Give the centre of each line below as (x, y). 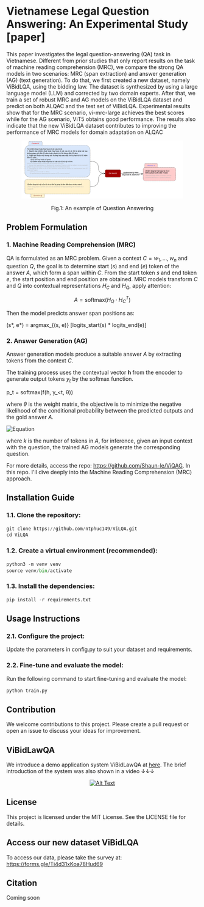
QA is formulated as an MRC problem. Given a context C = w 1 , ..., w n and (97, 259)
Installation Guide (40, 498)
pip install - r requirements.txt (49, 600)
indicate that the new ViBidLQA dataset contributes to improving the (91, 125)
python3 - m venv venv (34, 564)
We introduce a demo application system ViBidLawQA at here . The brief (97, 765)
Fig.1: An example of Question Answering (102, 208)
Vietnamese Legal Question (78, 11)
